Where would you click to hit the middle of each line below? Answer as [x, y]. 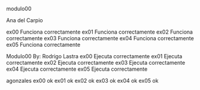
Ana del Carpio [25, 20]
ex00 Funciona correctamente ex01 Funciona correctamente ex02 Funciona [100, 32]
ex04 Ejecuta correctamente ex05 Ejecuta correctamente [77, 69]
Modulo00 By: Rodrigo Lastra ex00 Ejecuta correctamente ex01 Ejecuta [94, 56]
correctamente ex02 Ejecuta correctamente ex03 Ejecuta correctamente [96, 63]
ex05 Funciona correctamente [43, 45]
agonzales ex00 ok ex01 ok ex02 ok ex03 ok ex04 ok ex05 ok [82, 81]
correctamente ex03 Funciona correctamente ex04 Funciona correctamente [100, 38]
